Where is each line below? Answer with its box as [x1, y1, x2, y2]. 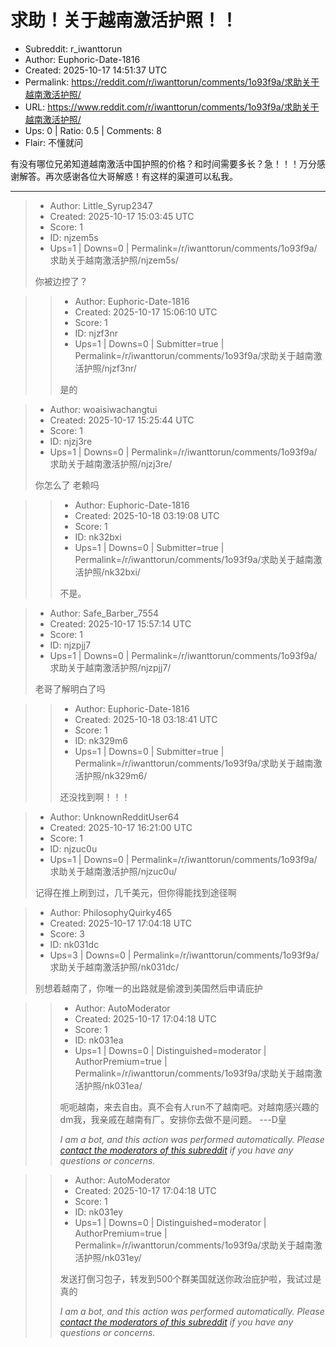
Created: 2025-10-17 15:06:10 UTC [74, 306, 218, 318]
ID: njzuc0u [49, 842, 98, 855]
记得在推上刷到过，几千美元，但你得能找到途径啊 [34, 886, 237, 898]
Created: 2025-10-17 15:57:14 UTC [49, 617, 192, 630]
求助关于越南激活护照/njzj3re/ [49, 457, 173, 470]
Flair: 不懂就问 [24, 136, 83, 148]
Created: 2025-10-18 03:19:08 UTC [74, 509, 220, 521]
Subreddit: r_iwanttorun [24, 42, 123, 55]
